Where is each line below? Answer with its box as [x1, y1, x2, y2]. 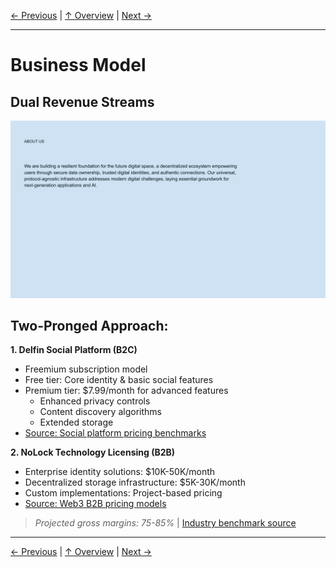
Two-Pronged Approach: [10, 317, 169, 334]
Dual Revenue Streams [10, 93, 155, 110]
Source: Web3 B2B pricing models [24, 498, 167, 510]
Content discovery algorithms [39, 406, 162, 418]
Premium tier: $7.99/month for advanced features [24, 385, 229, 397]
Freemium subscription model [24, 363, 148, 375]
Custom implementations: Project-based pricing [24, 487, 223, 499]
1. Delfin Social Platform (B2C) [10, 344, 138, 356]
